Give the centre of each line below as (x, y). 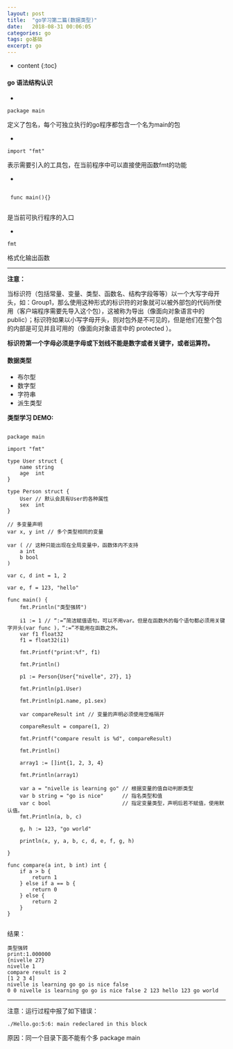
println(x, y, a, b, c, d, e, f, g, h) (77, 841)
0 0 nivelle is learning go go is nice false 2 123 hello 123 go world (113, 991)
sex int (32, 505)
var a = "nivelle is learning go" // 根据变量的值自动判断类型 (107, 789)
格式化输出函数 (28, 258)
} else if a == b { (48, 884)
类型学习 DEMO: (31, 418)
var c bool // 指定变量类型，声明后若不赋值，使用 (120, 803)
